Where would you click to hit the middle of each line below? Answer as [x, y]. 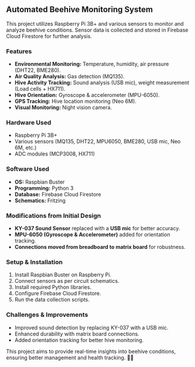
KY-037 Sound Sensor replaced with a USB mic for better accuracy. [97, 228]
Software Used [28, 169]
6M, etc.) [25, 148]
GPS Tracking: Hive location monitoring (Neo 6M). [75, 101]
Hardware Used [29, 123]
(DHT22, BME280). [37, 70]
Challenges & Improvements [47, 315]
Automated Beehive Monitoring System [80, 10]
